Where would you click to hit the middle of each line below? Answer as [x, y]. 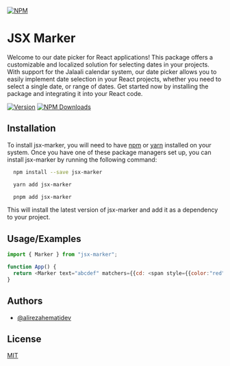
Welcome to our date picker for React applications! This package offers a [110, 57]
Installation [31, 129]
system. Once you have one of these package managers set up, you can [109, 152]
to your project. [29, 217]
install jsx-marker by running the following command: [82, 159]
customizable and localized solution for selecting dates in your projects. [108, 64]
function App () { [32, 267]
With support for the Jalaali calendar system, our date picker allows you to [112, 71]
